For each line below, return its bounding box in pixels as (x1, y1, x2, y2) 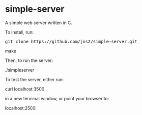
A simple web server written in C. (5, 20, 73, 26)
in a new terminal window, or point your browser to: (5, 95, 109, 101)
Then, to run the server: (5, 57, 53, 63)
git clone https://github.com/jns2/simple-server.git (5, 38, 138, 44)
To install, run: (5, 29, 34, 35)
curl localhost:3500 (5, 86, 45, 92)
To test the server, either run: (5, 76, 64, 82)
